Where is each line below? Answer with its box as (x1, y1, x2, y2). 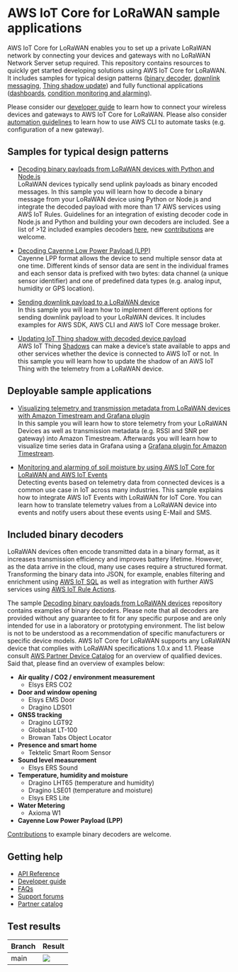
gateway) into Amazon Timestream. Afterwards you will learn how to (17, 434, 217, 442)
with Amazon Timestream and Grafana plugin (17, 411, 150, 420)
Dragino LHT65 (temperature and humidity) (28, 779, 154, 787)
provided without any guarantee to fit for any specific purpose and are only (7, 614, 227, 623)
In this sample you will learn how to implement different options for (17, 305, 212, 314)
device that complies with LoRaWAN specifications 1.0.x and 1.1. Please (7, 644, 215, 652)
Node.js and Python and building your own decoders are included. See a (17, 217, 229, 226)
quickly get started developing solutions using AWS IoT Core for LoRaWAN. (7, 66, 227, 75)
